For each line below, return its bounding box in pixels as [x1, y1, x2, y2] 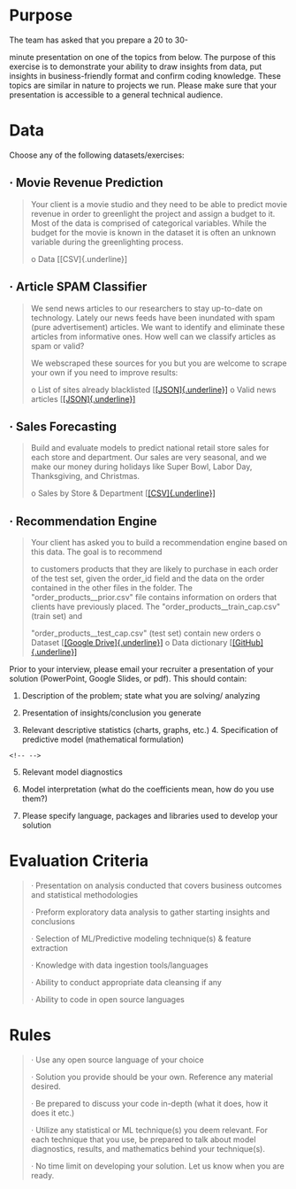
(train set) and [30, 611, 83, 622]
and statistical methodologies [30, 890, 139, 900]
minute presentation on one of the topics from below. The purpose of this [9, 51, 277, 62]
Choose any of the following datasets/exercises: [9, 150, 185, 160]
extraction [30, 943, 68, 954]
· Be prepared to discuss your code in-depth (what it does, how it [30, 1099, 269, 1108]
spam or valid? [30, 340, 85, 351]
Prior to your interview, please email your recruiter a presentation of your [9, 664, 274, 675]
